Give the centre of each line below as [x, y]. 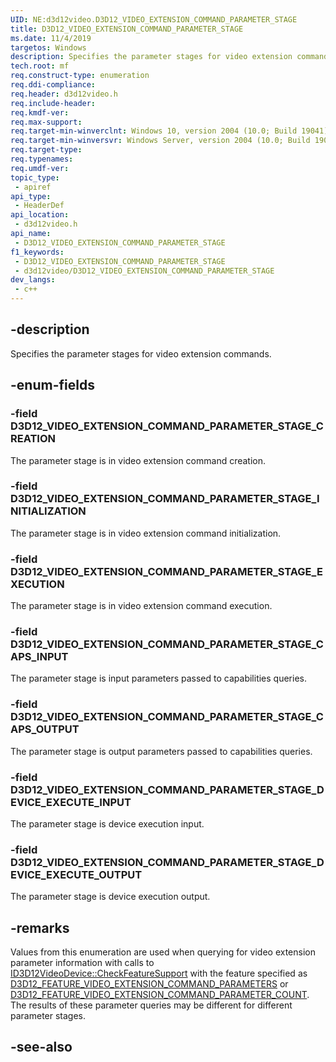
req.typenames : [42, 159]
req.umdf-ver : [40, 168]
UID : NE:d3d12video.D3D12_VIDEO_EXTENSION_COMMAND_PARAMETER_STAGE [154, 19]
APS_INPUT [39, 657]
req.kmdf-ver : [40, 112]
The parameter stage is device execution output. [110, 897]
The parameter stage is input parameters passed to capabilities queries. [158, 678]
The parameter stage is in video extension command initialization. [146, 533]
